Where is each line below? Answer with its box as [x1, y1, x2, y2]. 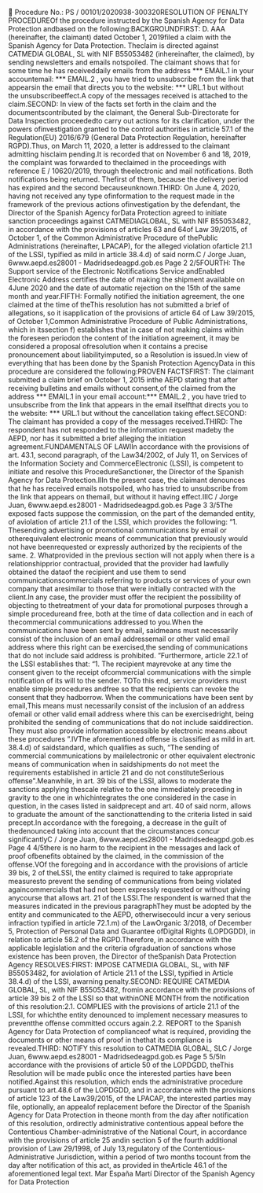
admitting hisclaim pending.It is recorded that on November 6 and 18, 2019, [8, 149, 251, 159]
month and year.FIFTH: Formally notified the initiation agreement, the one [8, 292, 245, 300]
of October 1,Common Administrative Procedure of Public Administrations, [8, 317, 248, 326]
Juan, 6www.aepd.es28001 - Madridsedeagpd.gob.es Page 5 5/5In [8, 1052, 226, 1061]
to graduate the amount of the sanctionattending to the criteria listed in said [8, 810, 253, 819]
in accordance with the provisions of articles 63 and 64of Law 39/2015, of [8, 225, 248, 234]
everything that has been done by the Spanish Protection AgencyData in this [8, 359, 255, 367]
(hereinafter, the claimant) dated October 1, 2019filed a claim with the [8, 32, 232, 42]
